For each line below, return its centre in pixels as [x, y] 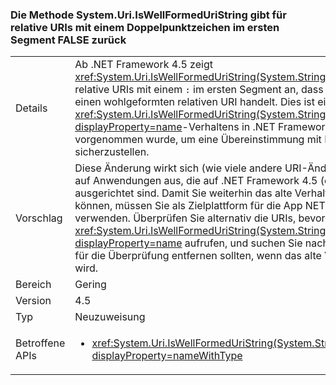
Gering [90, 285]
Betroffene [40, 343]
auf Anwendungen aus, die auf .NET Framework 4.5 [196, 181]
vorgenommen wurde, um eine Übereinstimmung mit [198, 140]
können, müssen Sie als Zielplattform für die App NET [200, 206]
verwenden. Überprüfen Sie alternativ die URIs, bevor [200, 218]
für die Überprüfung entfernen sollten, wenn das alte [198, 256]
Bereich [33, 285]
